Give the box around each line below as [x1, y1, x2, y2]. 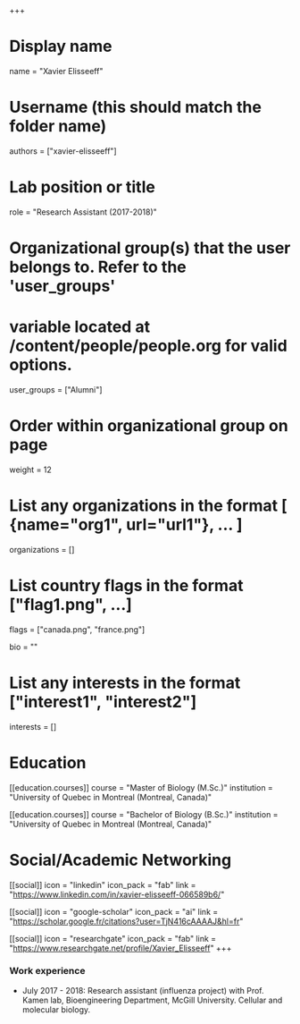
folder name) [9, 116, 107, 137]
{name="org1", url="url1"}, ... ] [9, 515, 243, 535]
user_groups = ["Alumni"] [9, 384, 103, 394]
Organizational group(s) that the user [9, 238, 291, 258]
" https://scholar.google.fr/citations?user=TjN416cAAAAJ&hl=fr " [9, 916, 244, 927]
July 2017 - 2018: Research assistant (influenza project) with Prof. [21, 985, 265, 995]
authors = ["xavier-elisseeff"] [9, 145, 118, 157]
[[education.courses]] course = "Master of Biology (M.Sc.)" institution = [9, 782, 274, 792]
